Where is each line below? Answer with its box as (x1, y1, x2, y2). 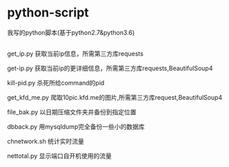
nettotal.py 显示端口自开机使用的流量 (7, 152, 112, 160)
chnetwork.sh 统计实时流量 (7, 137, 84, 146)
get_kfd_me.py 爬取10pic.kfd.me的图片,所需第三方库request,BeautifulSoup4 (7, 93, 223, 102)
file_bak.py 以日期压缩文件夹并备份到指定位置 (7, 108, 137, 116)
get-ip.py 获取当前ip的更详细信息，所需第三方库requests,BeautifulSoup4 (7, 64, 213, 73)
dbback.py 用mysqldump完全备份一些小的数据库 (7, 122, 145, 131)
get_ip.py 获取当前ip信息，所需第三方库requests (7, 49, 143, 58)
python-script (7, 5, 90, 21)
